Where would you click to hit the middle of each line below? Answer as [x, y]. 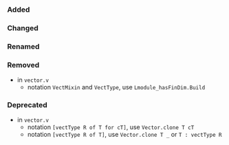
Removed [23, 65]
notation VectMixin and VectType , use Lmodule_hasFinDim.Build [116, 87]
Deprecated [28, 104]
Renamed [23, 46]
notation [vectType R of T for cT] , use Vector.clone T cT [111, 127]
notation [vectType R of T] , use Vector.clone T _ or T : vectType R [124, 135]
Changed [23, 27]
